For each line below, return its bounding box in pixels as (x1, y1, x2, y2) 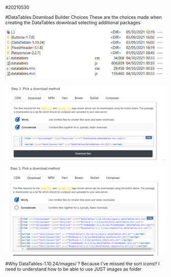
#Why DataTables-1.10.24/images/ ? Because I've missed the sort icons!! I (5, 260, 160, 266)
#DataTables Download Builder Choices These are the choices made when (5, 14, 162, 20)
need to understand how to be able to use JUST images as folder (5, 266, 142, 272)
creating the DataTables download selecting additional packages (5, 20, 141, 25)
